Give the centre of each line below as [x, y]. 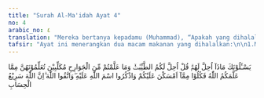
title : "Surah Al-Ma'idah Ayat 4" [65, 15]
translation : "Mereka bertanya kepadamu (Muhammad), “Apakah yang [119, 37]
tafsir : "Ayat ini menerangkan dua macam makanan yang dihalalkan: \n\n [128, 45]
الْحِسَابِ [20, 85]
